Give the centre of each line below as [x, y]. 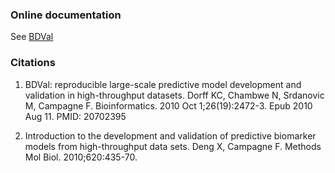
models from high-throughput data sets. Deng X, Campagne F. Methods [173, 146]
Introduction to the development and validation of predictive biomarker [170, 135]
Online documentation [66, 15]
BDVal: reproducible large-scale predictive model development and [163, 84]
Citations [33, 63]
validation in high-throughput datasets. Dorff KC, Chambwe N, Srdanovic [174, 95]
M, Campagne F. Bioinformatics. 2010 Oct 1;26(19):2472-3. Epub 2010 [168, 105]
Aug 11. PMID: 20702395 [75, 116]
